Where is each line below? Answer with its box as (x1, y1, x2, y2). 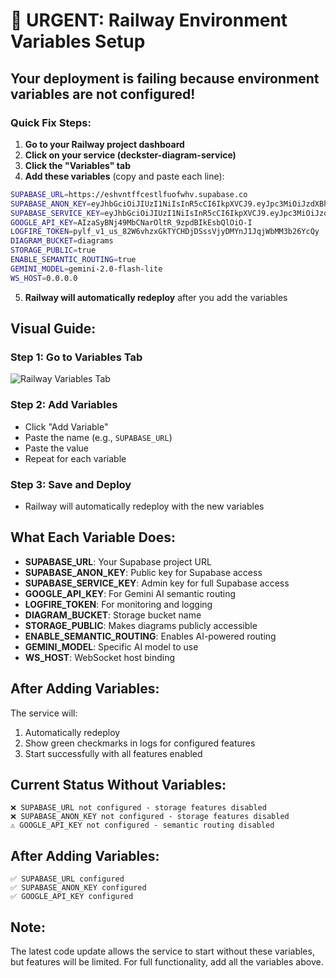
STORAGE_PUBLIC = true (10, 245, 97, 256)
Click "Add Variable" (24, 420, 109, 433)
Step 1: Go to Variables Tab (10, 350, 143, 364)
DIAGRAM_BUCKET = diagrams (10, 236, 114, 246)
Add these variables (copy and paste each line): (24, 170, 225, 182)
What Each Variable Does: (10, 529, 176, 546)
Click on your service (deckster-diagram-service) (24, 149, 237, 161)
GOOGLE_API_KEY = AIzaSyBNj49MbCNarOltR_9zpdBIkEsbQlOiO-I (10, 217, 253, 228)
